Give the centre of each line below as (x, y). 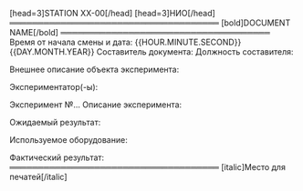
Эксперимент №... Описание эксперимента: (96, 105)
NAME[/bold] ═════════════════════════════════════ (140, 32)
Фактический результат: (57, 157)
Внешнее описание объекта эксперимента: (94, 69)
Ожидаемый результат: (55, 122)
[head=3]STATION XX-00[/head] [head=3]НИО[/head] (113, 13)
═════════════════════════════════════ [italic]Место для (147, 167)
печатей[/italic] (38, 177)
